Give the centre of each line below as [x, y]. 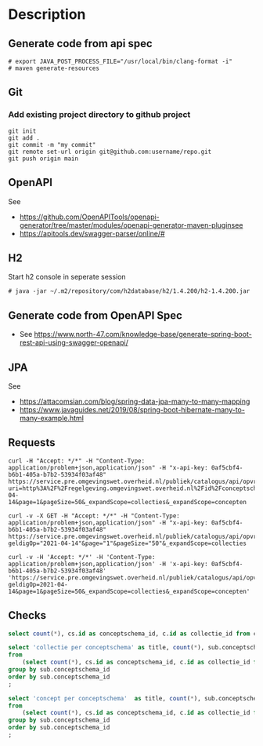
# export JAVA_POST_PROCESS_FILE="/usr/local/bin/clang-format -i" [121, 61]
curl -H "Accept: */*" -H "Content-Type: [77, 461]
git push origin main [43, 159]
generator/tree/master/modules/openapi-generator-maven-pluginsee [131, 225]
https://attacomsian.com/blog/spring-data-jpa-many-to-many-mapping [135, 401]
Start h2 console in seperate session [67, 277]
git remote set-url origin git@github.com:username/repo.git [110, 152]
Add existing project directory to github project [99, 115]
